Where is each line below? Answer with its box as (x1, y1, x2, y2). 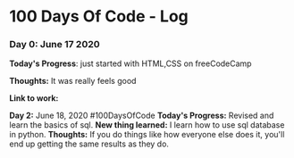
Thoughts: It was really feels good (9, 76, 137, 87)
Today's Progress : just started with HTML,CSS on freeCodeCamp (9, 58, 252, 69)
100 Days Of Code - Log (9, 6, 189, 27)
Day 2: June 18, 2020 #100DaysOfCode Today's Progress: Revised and (9, 110, 274, 121)
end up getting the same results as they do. (9, 138, 170, 149)
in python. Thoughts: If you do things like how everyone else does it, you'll (9, 129, 285, 140)
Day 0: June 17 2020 (9, 38, 100, 51)
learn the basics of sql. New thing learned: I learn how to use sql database (9, 120, 285, 130)
